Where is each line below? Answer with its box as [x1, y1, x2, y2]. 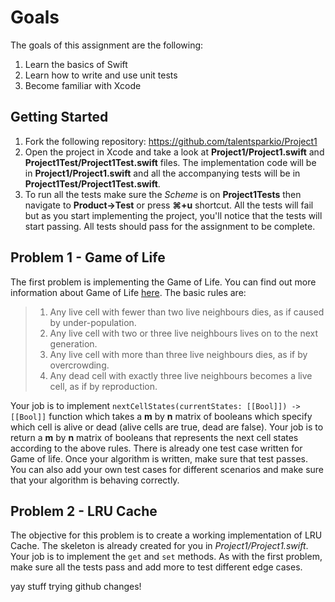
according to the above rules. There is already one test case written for [10, 442, 303, 454]
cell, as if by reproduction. [49, 380, 158, 392]
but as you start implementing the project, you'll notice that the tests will [24, 209, 323, 221]
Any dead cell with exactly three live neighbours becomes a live [49, 369, 313, 381]
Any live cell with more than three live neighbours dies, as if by [49, 348, 308, 360]
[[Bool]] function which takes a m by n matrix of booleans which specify [10, 410, 313, 422]
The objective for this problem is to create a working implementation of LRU [10, 529, 323, 541]
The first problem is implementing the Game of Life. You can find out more [10, 276, 317, 288]
